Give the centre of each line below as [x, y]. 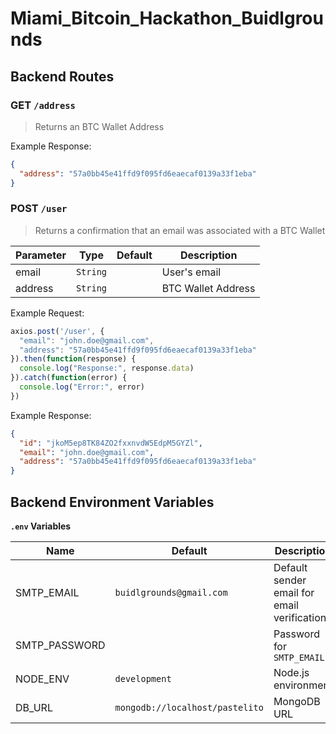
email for [294, 592]
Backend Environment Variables [112, 502]
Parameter [41, 255]
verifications [302, 617]
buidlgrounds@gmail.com [171, 592]
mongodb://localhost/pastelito [189, 707]
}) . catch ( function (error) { [69, 378]
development [143, 678]
